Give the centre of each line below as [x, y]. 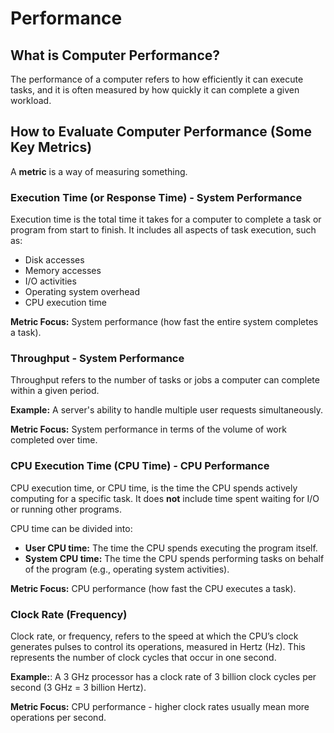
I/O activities [50, 281]
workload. [31, 100]
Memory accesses [63, 271]
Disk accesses [54, 260]
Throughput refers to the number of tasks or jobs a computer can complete [165, 380]
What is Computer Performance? [115, 55]
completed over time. [54, 440]
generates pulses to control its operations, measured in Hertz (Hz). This [158, 646]
